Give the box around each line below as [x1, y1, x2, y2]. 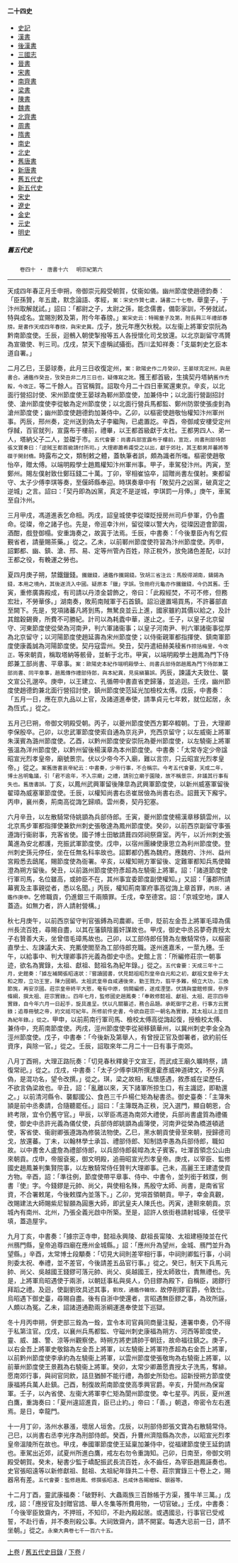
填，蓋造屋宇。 [7, 1217, 51, 1225]
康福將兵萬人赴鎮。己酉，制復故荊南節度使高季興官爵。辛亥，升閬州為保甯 [7, 1380, 225, 1389]
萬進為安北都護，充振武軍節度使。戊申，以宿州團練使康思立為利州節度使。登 [7, 839, 231, 848]
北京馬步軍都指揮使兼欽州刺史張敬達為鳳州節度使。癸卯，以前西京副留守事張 [7, 822, 231, 830]
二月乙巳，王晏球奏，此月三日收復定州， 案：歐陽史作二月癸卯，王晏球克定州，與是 [7, 364, 231, 372]
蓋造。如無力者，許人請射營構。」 [7, 901, 104, 910]
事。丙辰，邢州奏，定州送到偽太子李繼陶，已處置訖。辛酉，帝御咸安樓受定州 [7, 417, 231, 426]
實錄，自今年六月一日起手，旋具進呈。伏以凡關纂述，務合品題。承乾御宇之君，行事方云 [7, 1001, 224, 1008]
